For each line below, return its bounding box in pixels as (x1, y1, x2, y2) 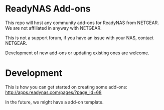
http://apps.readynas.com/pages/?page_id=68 (5, 89, 102, 95)
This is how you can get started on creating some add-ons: (5, 84, 127, 90)
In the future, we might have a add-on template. (5, 99, 104, 105)
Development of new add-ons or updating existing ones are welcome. (5, 50, 149, 56)
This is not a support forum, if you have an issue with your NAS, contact (5, 35, 154, 41)
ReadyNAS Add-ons (5, 3, 91, 15)
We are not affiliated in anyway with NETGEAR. (5, 25, 102, 31)
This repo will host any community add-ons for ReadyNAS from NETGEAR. (5, 20, 159, 26)
